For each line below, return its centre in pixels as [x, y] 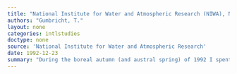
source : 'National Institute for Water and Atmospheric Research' [107, 47]
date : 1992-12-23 [33, 54]
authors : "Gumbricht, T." [45, 20]
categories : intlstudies [44, 33]
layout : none [26, 27]
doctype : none [28, 40]
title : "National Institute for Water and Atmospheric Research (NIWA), [116, 14]
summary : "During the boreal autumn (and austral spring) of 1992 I [110, 60]
